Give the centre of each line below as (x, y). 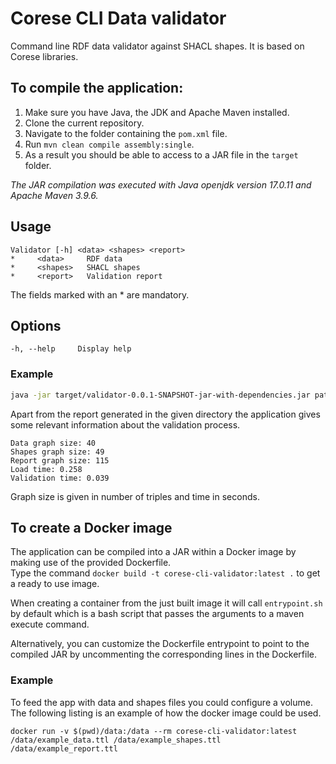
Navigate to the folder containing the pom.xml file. (126, 133)
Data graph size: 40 (53, 443)
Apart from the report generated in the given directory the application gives (165, 414)
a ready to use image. (55, 584)
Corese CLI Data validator (118, 18)
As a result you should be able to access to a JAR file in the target (161, 154)
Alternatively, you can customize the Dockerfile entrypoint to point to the (160, 644)
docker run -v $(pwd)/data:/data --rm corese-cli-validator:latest (154, 731)
